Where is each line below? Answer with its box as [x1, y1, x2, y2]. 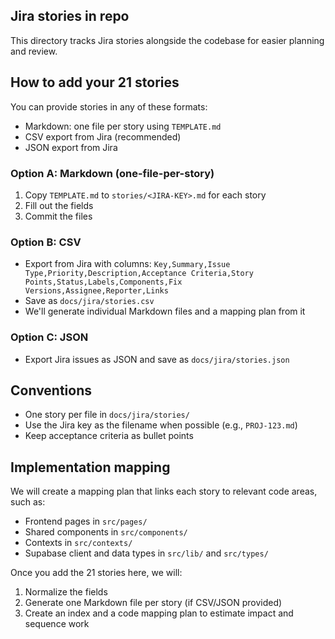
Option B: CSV [10, 235, 82, 249]
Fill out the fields [24, 199, 94, 211]
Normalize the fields [24, 586, 108, 598]
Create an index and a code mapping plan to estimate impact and [24, 607, 294, 619]
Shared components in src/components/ [24, 526, 188, 538]
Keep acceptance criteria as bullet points [24, 430, 194, 442]
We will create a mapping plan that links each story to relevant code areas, [10, 485, 318, 498]
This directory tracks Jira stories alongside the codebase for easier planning [10, 34, 325, 46]
